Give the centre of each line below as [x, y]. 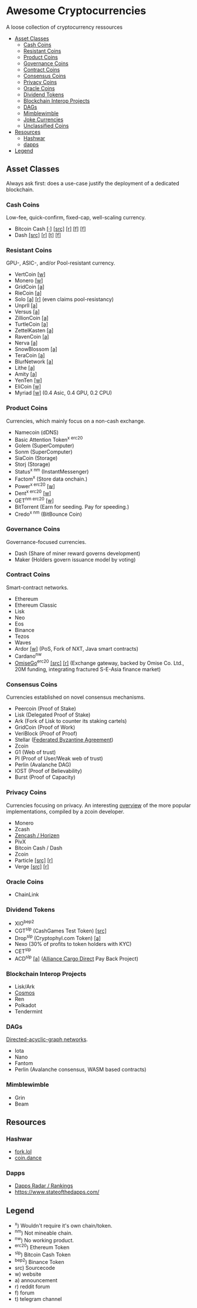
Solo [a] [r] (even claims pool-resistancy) [64, 299]
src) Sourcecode [35, 1268]
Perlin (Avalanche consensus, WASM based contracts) [80, 1070]
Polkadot [25, 1005]
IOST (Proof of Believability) [48, 771]
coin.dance [28, 1158]
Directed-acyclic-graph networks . [47, 1039]
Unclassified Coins [46, 126]
